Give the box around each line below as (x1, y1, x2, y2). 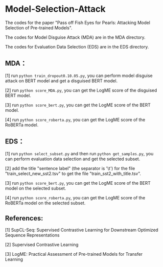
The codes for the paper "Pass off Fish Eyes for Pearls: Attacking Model (5, 20, 150, 25)
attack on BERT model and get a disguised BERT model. (5, 77, 118, 84)
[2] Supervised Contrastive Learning (5, 242, 79, 248)
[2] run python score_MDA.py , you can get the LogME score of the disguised (5, 87, 158, 93)
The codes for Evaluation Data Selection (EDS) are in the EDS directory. (5, 44, 149, 49)
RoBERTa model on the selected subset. (5, 200, 86, 206)
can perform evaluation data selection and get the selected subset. (5, 156, 140, 162)
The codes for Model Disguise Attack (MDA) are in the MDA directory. (5, 34, 146, 40)
